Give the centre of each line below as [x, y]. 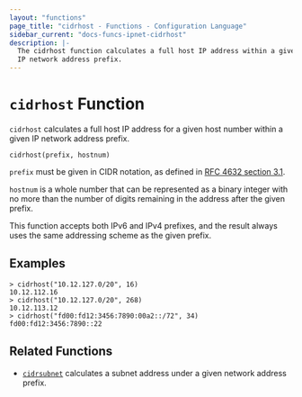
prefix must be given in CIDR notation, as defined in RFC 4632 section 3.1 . [147, 171]
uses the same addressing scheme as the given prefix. [111, 235]
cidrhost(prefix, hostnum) [60, 155]
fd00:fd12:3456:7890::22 [56, 324]
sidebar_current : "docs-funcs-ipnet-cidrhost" [98, 34]
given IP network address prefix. [70, 138]
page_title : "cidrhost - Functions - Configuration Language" [128, 26]
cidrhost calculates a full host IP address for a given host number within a [146, 129]
